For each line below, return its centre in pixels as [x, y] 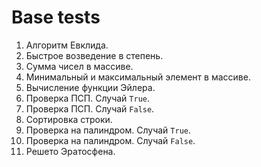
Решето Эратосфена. [70, 151]
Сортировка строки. [69, 119]
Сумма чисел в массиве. [79, 66]
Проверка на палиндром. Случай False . [110, 140]
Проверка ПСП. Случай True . [87, 98]
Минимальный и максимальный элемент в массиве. [138, 77]
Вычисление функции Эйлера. [90, 87]
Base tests [56, 17]
